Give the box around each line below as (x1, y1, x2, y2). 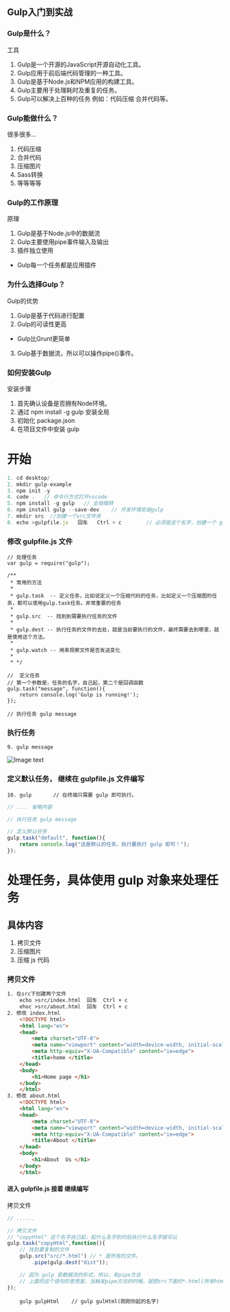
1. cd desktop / (7, 474, 51, 481)
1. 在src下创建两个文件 (7, 991, 67, 997)
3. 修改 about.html (7, 1093, 61, 1100)
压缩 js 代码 (16, 956, 50, 964)
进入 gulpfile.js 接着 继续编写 (7, 1185, 89, 1193)
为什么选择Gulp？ (7, 280, 66, 289)
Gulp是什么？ (7, 29, 51, 38)
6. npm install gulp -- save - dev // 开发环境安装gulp (7, 507, 164, 513)
